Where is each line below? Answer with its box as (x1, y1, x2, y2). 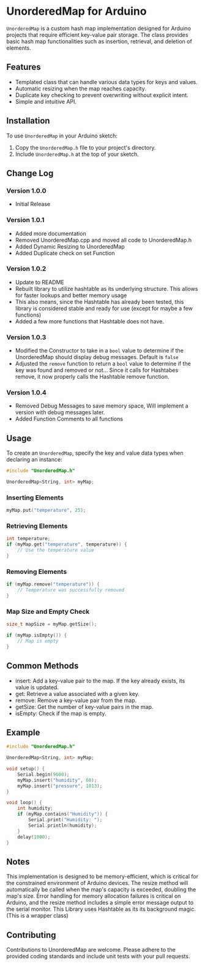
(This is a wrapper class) (6, 912, 69, 919)
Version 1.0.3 (6, 333, 47, 341)
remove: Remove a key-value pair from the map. (15, 697, 137, 704)
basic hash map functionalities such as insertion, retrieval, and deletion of (6, 37, 193, 45)
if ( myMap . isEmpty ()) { (6, 632, 67, 639)
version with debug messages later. (15, 409, 105, 416)
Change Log (6, 168, 54, 179)
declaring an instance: (6, 456, 62, 463)
